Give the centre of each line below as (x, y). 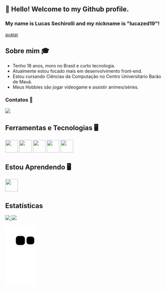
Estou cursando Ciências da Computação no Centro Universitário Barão (87, 76)
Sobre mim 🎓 (27, 51)
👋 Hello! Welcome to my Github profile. (67, 9)
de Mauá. (22, 81)
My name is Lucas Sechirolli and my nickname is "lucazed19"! (82, 24)
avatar (12, 34)
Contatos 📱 (19, 100)
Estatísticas (24, 206)
